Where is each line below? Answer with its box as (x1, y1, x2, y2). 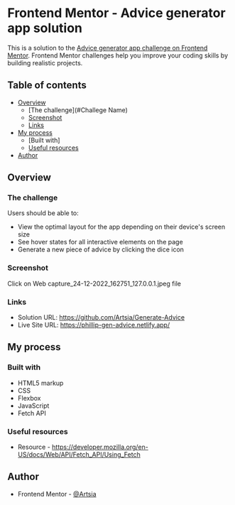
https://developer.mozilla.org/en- (52, 442, 149, 452)
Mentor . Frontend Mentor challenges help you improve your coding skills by (7, 51, 229, 60)
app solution (7, 20, 83, 36)
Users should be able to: (7, 209, 80, 217)
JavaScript (17, 401, 50, 410)
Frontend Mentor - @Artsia (17, 489, 97, 498)
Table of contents (7, 80, 87, 92)
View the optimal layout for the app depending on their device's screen (17, 222, 226, 232)
